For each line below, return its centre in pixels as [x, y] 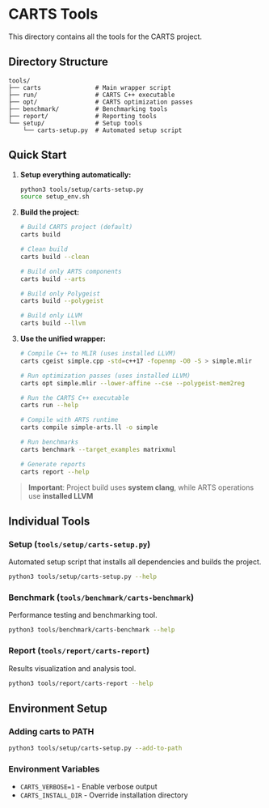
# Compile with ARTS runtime [69, 420]
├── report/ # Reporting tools [83, 116]
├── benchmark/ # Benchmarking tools [88, 109]
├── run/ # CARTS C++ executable [92, 95]
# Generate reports [53, 464]
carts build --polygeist [62, 301]
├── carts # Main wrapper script [90, 87]
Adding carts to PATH [51, 731]
